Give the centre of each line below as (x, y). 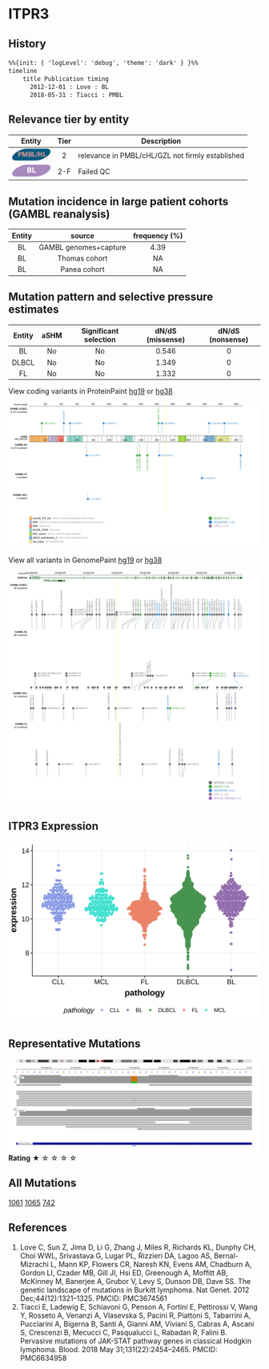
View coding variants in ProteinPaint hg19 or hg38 (91, 391)
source (82, 235)
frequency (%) (158, 235)
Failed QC (94, 171)
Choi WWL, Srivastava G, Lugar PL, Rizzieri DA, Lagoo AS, (116, 1255)
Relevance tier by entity (69, 120)
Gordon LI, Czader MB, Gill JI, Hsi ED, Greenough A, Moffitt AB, (124, 1273)
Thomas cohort (82, 258)
